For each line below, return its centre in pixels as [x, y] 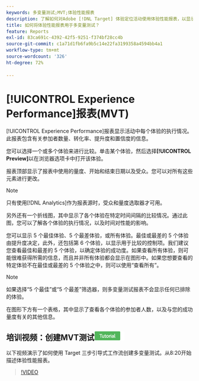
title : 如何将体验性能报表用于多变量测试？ [53, 25]
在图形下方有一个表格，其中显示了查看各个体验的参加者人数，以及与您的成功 [99, 310]
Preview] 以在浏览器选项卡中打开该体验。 [56, 159]
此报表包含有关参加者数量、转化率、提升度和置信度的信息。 [79, 138]
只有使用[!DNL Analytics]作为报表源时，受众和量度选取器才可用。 [86, 203]
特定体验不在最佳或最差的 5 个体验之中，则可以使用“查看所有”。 [84, 265]
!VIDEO [29, 372]
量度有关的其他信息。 [32, 317]
